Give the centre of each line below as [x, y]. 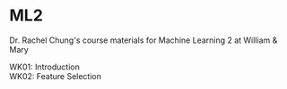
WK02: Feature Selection [55, 76]
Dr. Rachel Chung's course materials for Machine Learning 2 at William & [143, 40]
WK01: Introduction [45, 67]
